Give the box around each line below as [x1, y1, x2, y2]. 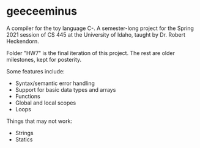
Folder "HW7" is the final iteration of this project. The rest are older [6, 49, 176, 56]
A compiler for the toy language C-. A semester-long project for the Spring [6, 24, 194, 32]
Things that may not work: [6, 117, 72, 125]
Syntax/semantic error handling [15, 80, 95, 87]
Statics [15, 136, 33, 143]
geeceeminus [6, 4, 78, 18]
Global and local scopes [15, 99, 76, 106]
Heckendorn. [6, 37, 40, 45]
